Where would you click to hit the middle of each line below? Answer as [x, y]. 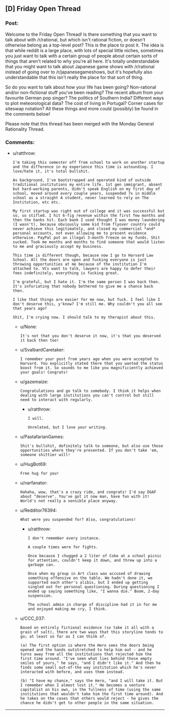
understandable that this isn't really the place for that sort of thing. [74, 77]
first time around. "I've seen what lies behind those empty [86, 658]
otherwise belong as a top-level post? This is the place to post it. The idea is [85, 45]
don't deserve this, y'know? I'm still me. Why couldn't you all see [88, 304]
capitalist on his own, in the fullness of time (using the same [90, 689]
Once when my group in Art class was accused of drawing [89, 573]
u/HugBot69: [33, 464]
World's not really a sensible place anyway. [69, 501]
